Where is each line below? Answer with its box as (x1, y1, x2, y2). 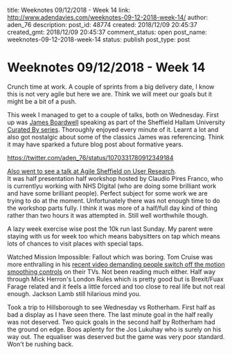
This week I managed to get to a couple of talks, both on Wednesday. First (7, 110, 220, 119)
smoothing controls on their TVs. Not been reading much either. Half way (7, 267, 216, 276)
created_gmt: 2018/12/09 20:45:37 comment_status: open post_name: (7, 28, 208, 36)
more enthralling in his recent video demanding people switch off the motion (7, 260, 225, 268)
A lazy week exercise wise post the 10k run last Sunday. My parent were (7, 225, 213, 233)
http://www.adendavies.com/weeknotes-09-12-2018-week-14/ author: (7, 13, 208, 21)
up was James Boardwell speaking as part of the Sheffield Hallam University (7, 118, 225, 126)
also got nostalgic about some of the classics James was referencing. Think (7, 132, 224, 141)
